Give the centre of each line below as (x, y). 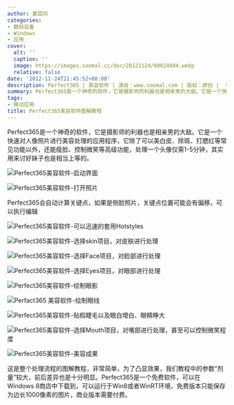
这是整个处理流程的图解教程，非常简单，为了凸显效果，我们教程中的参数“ (112, 368)
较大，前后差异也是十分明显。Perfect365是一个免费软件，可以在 (108, 377)
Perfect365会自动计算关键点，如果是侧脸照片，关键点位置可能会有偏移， (112, 202)
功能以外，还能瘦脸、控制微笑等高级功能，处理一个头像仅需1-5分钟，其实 (118, 149)
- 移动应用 (21, 105)
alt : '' (25, 53)
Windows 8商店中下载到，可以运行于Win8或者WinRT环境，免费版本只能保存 (117, 385)
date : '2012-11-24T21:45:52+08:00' (59, 79)
